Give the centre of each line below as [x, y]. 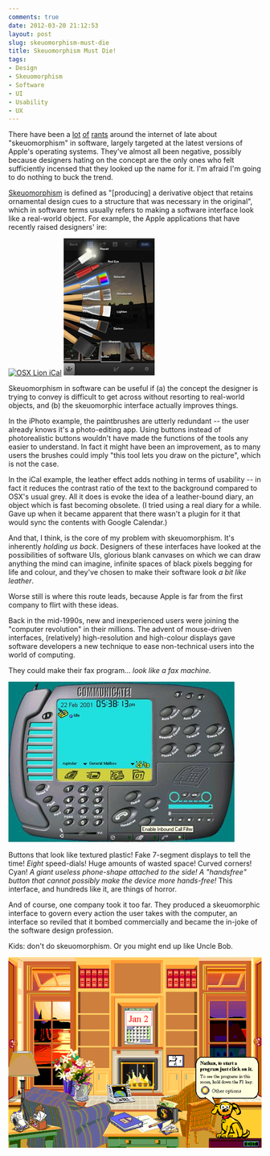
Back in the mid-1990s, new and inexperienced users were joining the [124, 621]
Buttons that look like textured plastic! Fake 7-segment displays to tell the [129, 855]
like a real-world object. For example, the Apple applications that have [124, 218]
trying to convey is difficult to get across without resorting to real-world [127, 397]
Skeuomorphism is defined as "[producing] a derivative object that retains [131, 193]
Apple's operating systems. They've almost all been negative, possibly [125, 152]
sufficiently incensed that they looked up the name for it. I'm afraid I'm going [135, 168]
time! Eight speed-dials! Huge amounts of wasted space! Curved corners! [130, 863]
